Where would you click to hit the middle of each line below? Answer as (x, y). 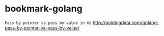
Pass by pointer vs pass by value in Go (48, 23)
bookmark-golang (44, 9)
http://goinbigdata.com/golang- (126, 22)
